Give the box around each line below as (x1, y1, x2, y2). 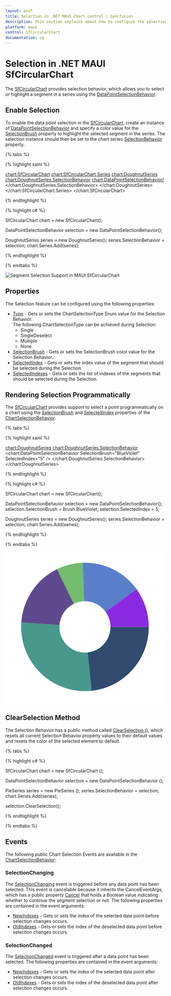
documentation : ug (5, 35, 44, 40)
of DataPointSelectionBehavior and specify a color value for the (5, 125, 139, 131)
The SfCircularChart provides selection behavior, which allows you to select (5, 85, 164, 92)
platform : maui (5, 25, 38, 30)
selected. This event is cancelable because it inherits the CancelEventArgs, (5, 886, 163, 893)
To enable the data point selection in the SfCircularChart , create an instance (5, 119, 164, 125)
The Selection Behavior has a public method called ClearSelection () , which (5, 727, 163, 733)
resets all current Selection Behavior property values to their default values (5, 732, 163, 739)
